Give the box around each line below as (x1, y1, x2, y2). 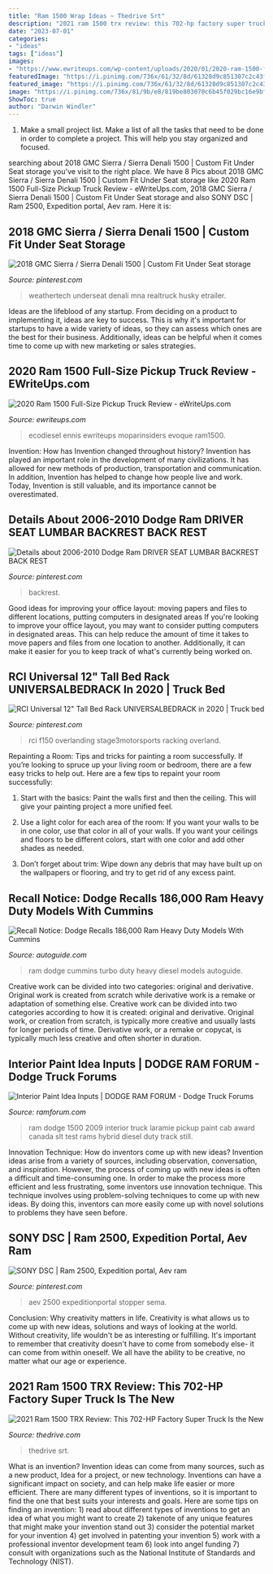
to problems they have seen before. (8, 1208, 128, 1217)
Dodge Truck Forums (8, 1070, 118, 1083)
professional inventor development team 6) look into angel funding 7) (8, 1539, 240, 1549)
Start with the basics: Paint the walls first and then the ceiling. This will (19, 793, 257, 803)
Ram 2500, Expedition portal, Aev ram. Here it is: (8, 201, 171, 211)
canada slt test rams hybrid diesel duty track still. (28, 1131, 193, 1141)
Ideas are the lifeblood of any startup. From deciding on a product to (8, 306, 237, 316)
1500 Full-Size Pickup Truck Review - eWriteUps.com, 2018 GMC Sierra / (8, 184, 253, 194)
